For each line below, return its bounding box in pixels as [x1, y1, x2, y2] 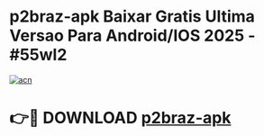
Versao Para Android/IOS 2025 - [9, 25, 256, 46]
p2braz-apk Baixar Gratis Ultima [9, 6, 255, 27]
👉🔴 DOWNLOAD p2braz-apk [9, 108, 232, 128]
